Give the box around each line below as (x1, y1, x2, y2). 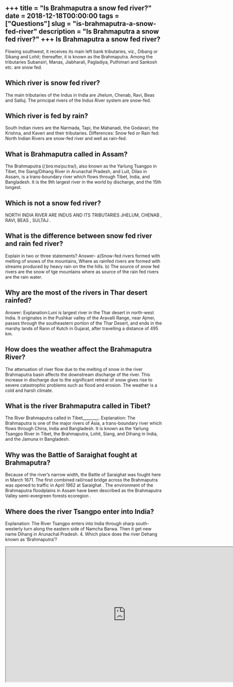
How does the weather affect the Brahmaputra (5, 345, 152, 353)
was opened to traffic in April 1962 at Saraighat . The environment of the (5, 482, 153, 488)
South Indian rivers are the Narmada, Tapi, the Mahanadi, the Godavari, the (5, 125, 159, 131)
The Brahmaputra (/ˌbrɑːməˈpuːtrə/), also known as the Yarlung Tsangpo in (5, 163, 157, 169)
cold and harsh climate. (5, 387, 53, 393)
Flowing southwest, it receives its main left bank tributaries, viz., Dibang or (5, 48, 158, 54)
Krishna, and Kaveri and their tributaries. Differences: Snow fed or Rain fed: (5, 130, 160, 136)
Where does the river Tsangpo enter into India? (5, 507, 154, 515)
